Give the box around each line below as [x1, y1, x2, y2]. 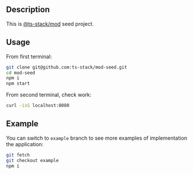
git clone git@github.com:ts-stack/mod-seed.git [6, 64, 127, 70]
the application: [6, 140, 44, 147]
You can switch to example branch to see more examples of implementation [6, 134, 188, 142]
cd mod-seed [6, 70, 35, 76]
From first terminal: [6, 53, 52, 60]
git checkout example [6, 157, 59, 163]
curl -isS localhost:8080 [6, 103, 69, 109]
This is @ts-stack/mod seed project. [6, 20, 94, 27]
